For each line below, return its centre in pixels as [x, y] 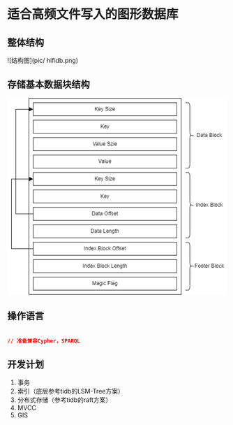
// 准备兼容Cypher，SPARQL [44, 341]
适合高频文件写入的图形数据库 [93, 14]
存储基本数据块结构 [48, 85]
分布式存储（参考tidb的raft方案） [65, 400]
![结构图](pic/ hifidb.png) [43, 60]
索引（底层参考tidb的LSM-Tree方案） [70, 391]
